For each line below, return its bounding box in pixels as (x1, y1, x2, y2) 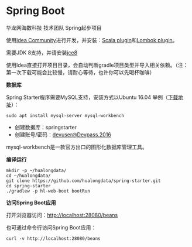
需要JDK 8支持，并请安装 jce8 (6, 49, 78, 56)
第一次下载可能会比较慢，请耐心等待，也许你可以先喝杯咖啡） (6, 68, 155, 76)
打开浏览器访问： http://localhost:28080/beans (6, 211, 118, 218)
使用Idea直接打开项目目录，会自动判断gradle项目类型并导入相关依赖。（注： (6, 61, 188, 68)
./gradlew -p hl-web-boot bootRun (6, 188, 91, 194)
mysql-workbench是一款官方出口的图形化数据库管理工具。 (6, 143, 148, 150)
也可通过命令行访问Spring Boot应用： (6, 224, 97, 231)
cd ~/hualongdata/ (6, 173, 51, 179)
